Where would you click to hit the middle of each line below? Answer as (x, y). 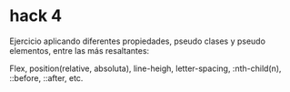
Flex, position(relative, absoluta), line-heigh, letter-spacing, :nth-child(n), (145, 68)
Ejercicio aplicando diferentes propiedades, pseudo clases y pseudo (138, 41)
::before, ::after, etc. (46, 77)
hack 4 (35, 16)
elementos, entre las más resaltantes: (80, 50)
